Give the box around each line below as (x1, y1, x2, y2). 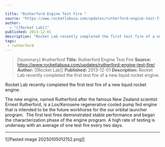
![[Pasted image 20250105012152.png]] (5, 136, 85, 142)
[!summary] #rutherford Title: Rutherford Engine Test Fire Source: (17, 57, 151, 63)
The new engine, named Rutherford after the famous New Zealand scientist (5, 96, 158, 102)
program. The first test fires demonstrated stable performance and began (5, 112, 155, 118)
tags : (5, 39, 16, 44)
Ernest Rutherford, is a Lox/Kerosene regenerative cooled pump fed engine (5, 101, 157, 107)
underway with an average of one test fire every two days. (5, 122, 123, 128)
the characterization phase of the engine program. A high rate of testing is (5, 117, 156, 123)
